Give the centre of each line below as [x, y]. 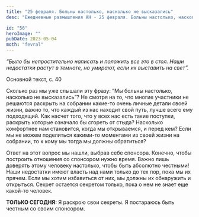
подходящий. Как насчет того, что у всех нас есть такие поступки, [91, 116]
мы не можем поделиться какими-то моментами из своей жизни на [93, 135]
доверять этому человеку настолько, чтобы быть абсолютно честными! [98, 165]
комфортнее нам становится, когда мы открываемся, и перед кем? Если [99, 129]
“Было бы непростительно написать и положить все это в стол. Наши [95, 61]
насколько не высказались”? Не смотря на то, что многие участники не [97, 97]
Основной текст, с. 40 [34, 79]
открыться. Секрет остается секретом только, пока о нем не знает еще [97, 184]
